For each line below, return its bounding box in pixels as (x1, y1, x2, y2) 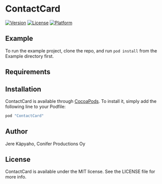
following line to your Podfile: (5, 103, 66, 109)
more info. (5, 174, 27, 180)
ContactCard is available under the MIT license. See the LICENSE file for (5, 168, 155, 174)
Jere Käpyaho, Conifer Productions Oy (5, 141, 86, 147)
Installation (5, 85, 41, 93)
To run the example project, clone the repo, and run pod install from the (5, 47, 157, 53)
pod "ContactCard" (5, 113, 44, 118)
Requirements (5, 68, 50, 76)
